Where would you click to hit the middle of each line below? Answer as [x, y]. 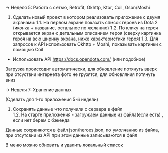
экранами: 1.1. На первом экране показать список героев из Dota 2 [85, 23]
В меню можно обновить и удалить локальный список [64, 145]
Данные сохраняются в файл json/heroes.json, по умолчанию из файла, [82, 130]
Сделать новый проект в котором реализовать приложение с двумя [86, 17]
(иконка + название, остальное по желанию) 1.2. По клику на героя [85, 28]
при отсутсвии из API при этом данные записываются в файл [71, 135]
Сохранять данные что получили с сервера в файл [67, 109]
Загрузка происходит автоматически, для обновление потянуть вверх [81, 69]
